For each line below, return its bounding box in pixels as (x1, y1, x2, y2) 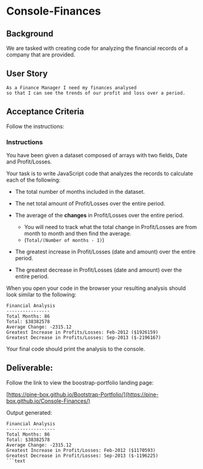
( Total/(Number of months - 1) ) (24, 236, 105, 244)
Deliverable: (6, 363, 53, 373)
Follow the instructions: (6, 123, 65, 130)
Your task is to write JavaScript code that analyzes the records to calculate (6, 169, 193, 177)
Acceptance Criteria (6, 106, 84, 117)
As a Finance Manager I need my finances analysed (6, 84, 137, 91)
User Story (6, 69, 48, 79)
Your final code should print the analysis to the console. (6, 345, 145, 352)
